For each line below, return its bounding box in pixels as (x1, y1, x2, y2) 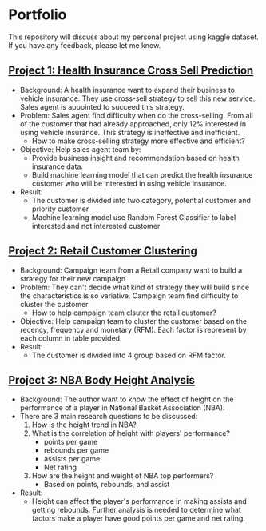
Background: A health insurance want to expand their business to (19, 85, 236, 94)
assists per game (43, 454, 101, 464)
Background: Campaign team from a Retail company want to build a (19, 265, 243, 275)
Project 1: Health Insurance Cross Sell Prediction (8, 64, 254, 78)
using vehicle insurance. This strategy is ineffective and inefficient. (19, 127, 240, 137)
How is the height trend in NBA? (31, 420, 137, 429)
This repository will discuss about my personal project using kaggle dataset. (8, 32, 260, 42)
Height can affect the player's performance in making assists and (31, 497, 248, 506)
